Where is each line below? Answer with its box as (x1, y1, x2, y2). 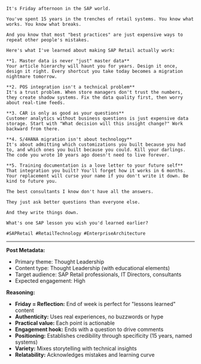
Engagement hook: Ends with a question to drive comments (14, 326, 164, 333)
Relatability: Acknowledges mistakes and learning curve (14, 351, 155, 358)
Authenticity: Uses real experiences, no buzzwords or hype (14, 313, 163, 320)
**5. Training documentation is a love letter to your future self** (6, 163, 184, 169)
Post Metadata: (6, 247, 45, 253)
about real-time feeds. (6, 100, 66, 106)
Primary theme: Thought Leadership (14, 258, 105, 265)
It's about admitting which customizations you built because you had (6, 142, 186, 148)
